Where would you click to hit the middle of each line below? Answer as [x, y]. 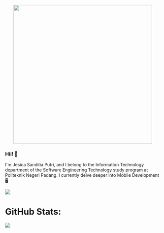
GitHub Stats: [33, 212]
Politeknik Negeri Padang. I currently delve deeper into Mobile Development [82, 175]
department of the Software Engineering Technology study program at [77, 170]
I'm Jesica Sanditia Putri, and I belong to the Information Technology [75, 165]
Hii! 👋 [12, 154]
